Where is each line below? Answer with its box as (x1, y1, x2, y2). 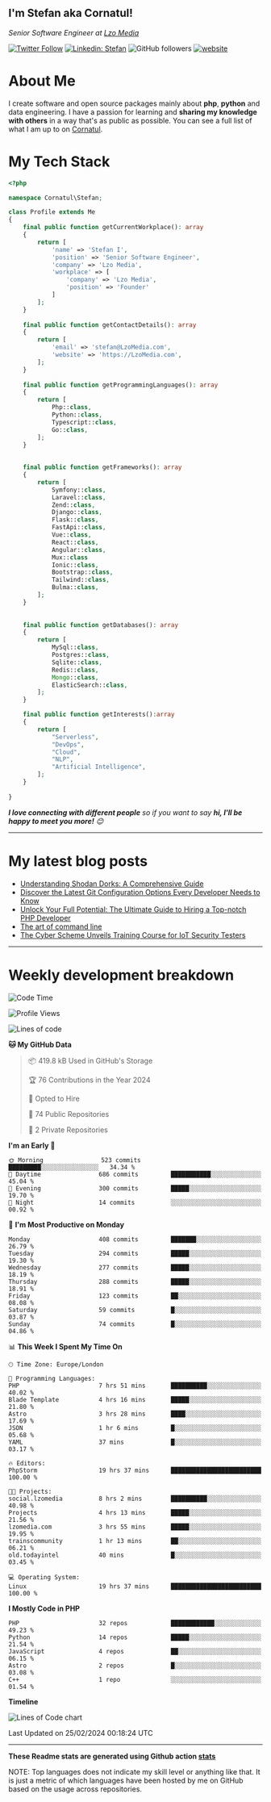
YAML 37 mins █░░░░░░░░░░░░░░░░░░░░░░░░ (8, 1438, 262, 1446)
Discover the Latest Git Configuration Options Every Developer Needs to (19, 887, 261, 897)
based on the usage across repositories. (8, 1783, 143, 1794)
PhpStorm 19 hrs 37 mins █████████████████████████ (8, 1466, 262, 1474)
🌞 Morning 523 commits (8, 1156, 141, 1164)
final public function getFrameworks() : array (23, 463, 182, 471)
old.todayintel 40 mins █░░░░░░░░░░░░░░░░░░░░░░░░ (8, 1551, 262, 1559)
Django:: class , (51, 508, 103, 516)
